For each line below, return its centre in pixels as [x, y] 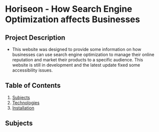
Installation [23, 108]
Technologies [26, 103]
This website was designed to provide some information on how [77, 49]
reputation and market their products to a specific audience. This [78, 60]
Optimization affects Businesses [73, 19]
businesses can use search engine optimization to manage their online [83, 54]
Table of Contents [33, 86]
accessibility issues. [32, 70]
